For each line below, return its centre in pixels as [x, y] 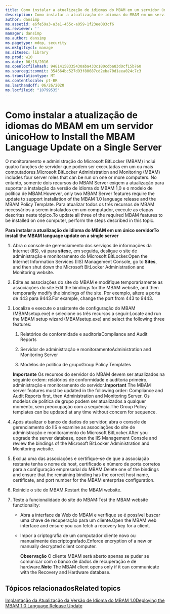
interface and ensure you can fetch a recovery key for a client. [85, 526]
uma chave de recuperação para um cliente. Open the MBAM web [88, 520]
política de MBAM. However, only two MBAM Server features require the [80, 194]
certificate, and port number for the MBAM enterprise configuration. [83, 480]
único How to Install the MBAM [70, 137]
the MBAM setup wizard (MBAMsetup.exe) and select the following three [89, 319]
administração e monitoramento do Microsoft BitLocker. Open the [80, 256]
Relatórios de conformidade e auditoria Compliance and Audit [84, 334]
